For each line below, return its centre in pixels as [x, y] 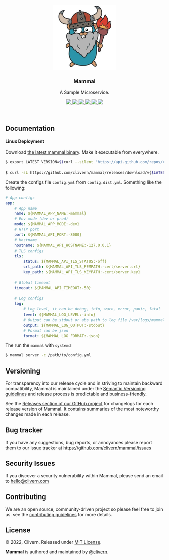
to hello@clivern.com [27, 481]
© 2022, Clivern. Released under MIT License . [53, 542]
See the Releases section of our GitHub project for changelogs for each [79, 404]
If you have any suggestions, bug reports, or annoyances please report [79, 442]
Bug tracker [24, 430]
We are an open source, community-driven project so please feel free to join [84, 509]
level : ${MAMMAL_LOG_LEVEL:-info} [59, 315]
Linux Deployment [25, 141]
